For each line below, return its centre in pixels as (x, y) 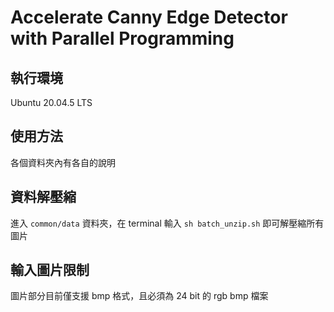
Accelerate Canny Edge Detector (149, 17)
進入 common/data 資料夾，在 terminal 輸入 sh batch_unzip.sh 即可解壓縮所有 (167, 223)
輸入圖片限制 (50, 270)
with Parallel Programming (122, 38)
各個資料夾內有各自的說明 (63, 162)
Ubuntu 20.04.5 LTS (51, 102)
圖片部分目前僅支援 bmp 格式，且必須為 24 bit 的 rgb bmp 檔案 (139, 296)
